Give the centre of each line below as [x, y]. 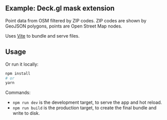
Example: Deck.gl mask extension [60, 8]
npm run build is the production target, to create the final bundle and [85, 108]
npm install [18, 73]
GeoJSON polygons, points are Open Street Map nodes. [64, 26]
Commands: [18, 93]
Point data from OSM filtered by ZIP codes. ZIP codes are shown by [76, 20]
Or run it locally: [22, 64]
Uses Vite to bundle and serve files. [42, 36]
